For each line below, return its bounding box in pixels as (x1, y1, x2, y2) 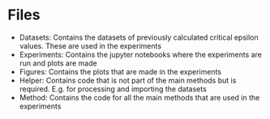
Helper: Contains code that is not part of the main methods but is (19, 75, 237, 85)
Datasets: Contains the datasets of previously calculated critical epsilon (19, 32, 259, 42)
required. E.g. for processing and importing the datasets (19, 83, 208, 94)
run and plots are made (19, 58, 98, 68)
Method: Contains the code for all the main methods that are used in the (19, 92, 260, 102)
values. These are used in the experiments (19, 40, 162, 50)
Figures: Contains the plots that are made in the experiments (19, 66, 222, 76)
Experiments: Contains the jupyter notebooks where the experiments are (19, 49, 263, 59)
